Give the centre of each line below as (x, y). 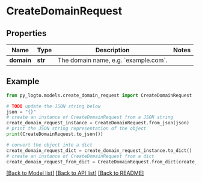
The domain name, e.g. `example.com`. (113, 60)
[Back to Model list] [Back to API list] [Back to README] (75, 173)
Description (112, 50)
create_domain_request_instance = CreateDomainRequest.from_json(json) (98, 123)
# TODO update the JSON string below (54, 106)
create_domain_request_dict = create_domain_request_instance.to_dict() (99, 150)
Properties (26, 33)
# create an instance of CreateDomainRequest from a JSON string (90, 117)
